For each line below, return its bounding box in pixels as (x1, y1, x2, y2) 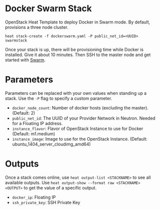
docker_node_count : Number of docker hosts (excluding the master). (12, 105, 149, 110)
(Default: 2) (12, 110, 36, 116)
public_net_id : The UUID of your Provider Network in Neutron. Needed (12, 115, 156, 121)
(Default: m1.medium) (12, 130, 55, 137)
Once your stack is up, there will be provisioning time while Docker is (5, 46, 144, 52)
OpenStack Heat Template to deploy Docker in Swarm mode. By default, (5, 19, 150, 25)
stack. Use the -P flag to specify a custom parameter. (5, 95, 112, 101)
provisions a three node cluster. (5, 24, 69, 30)
